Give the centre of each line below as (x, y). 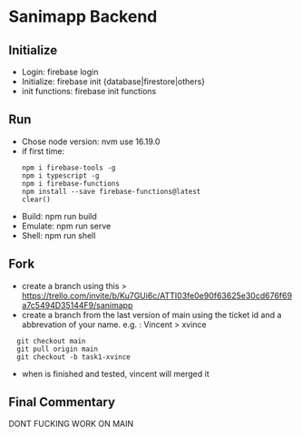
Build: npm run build (59, 216)
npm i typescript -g (60, 175)
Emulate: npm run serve (66, 226)
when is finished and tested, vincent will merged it (115, 373)
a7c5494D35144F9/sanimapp (77, 305)
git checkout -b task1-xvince (73, 357)
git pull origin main (58, 349)
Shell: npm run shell (58, 235)
